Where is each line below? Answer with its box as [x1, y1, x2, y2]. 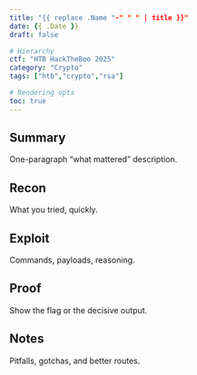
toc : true [9, 96, 47, 105]
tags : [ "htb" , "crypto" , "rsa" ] [9, 72, 124, 82]
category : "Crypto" [9, 63, 84, 72]
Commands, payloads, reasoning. [9, 255, 135, 265]
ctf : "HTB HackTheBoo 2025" [9, 55, 116, 64]
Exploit [9, 230, 50, 245]
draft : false [9, 30, 59, 39]
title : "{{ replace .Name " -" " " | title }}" [9, 13, 189, 23]
